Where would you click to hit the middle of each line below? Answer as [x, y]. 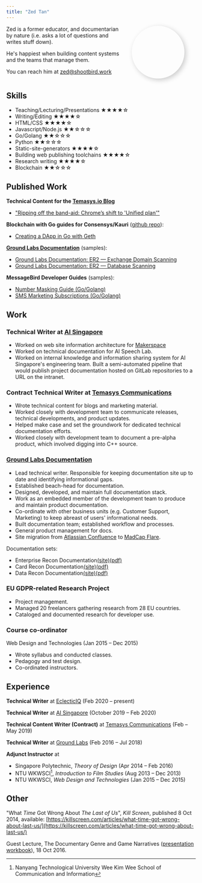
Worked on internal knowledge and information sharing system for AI [100, 357]
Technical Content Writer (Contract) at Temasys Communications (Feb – [97, 724]
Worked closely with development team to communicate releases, [96, 412]
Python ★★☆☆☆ [38, 142]
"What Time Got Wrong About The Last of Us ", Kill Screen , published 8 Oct [99, 813]
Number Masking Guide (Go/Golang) [60, 289]
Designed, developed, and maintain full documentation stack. [91, 492]
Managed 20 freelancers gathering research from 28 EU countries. [98, 608]
